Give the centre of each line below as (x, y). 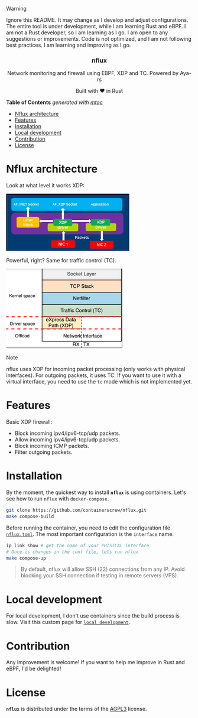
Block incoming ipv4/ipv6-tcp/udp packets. (67, 433)
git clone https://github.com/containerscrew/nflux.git (76, 511)
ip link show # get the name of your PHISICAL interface (78, 545)
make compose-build (30, 516)
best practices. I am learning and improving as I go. (69, 45)
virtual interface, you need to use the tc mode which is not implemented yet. (99, 382)
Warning (16, 9)
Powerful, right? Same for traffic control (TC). (61, 261)
